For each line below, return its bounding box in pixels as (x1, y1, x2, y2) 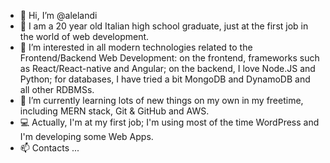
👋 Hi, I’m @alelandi (19, 10, 98, 21)
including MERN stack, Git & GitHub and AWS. (19, 105, 210, 117)
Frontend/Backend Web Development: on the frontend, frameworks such (19, 52, 320, 64)
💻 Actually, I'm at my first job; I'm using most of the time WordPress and (19, 116, 320, 128)
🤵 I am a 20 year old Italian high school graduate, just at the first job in (19, 20, 309, 32)
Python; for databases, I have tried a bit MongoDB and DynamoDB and (19, 73, 311, 85)
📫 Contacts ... (19, 142, 80, 154)
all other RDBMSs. (19, 84, 95, 95)
